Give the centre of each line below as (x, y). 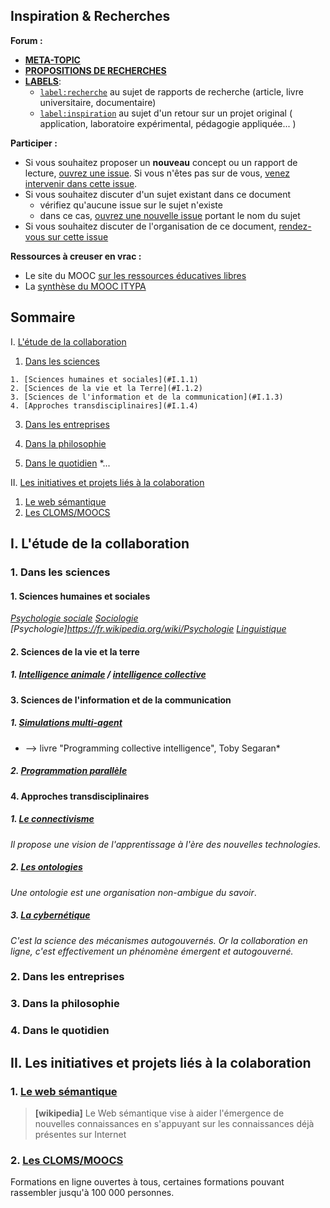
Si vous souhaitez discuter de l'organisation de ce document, (150, 226)
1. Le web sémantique (64, 1091)
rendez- (295, 226)
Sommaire (43, 317)
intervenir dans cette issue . (81, 183)
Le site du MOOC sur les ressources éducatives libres (135, 275)
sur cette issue (78, 236)
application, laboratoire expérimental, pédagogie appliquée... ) (168, 123)
